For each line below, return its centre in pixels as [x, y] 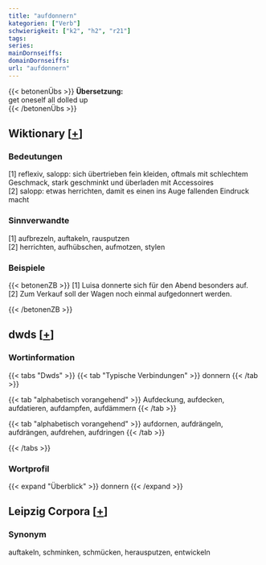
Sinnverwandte [39, 221]
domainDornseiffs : [39, 61]
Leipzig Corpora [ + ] [58, 511]
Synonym [27, 534]
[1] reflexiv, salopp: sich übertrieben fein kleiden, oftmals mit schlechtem [129, 174]
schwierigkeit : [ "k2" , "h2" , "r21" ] [70, 31]
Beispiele [27, 268]
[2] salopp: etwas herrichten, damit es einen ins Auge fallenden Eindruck [129, 191]
